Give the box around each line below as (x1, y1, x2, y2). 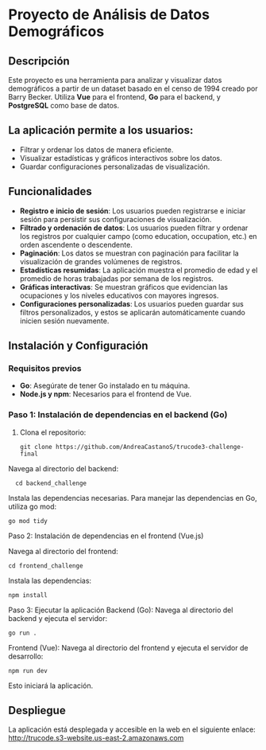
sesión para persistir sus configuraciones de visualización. (19, 214, 212, 224)
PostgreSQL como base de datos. (8, 101, 120, 110)
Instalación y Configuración (8, 339, 148, 353)
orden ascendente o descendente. (19, 240, 133, 249)
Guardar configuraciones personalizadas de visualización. (19, 162, 210, 171)
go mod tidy (8, 517, 48, 525)
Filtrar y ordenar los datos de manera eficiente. (19, 145, 174, 154)
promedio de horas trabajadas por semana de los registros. (19, 273, 214, 283)
